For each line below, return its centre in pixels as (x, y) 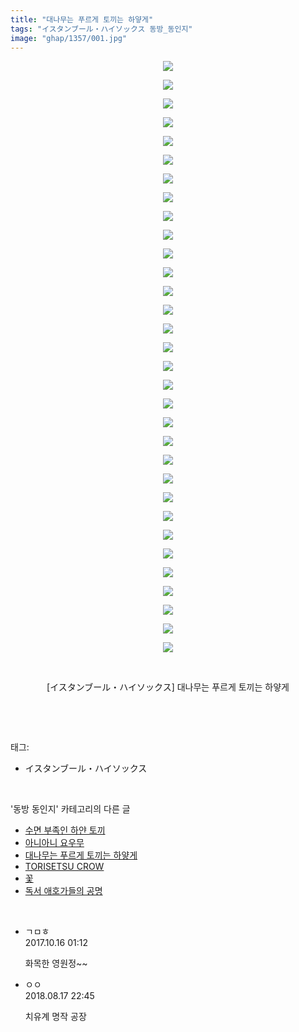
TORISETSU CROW (64, 867)
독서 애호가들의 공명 (63, 891)
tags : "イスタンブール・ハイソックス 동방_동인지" (101, 29)
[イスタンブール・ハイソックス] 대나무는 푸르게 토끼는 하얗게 (168, 687)
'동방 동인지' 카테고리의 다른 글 (70, 809)
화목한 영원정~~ (56, 963)
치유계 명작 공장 (55, 1017)
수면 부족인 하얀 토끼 (65, 830)
